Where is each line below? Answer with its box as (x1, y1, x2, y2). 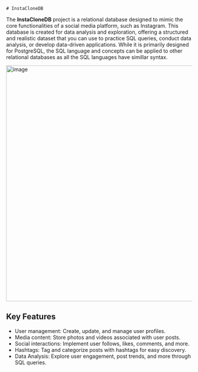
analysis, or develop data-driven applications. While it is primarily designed (6, 41, 189, 48)
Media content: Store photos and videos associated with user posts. (14, 334, 181, 341)
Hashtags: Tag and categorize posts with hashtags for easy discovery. (14, 346, 186, 353)
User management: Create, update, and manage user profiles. (14, 327, 166, 334)
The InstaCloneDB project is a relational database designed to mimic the (6, 16, 183, 23)
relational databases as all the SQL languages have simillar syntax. (6, 54, 168, 60)
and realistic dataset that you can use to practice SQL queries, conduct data (6, 35, 191, 41)
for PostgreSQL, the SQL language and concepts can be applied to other (6, 47, 183, 54)
